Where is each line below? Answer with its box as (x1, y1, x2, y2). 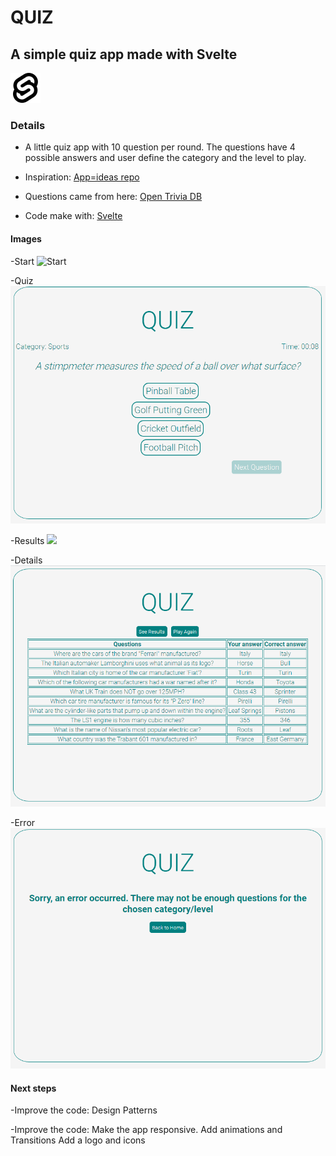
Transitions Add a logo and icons (10, 1134, 146, 1146)
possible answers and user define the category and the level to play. (24, 152, 307, 164)
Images (10, 232, 42, 245)
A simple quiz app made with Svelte (10, 46, 238, 63)
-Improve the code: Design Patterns (10, 1104, 158, 1116)
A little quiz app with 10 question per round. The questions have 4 (24, 141, 296, 153)
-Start (10, 255, 35, 267)
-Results (10, 534, 45, 546)
